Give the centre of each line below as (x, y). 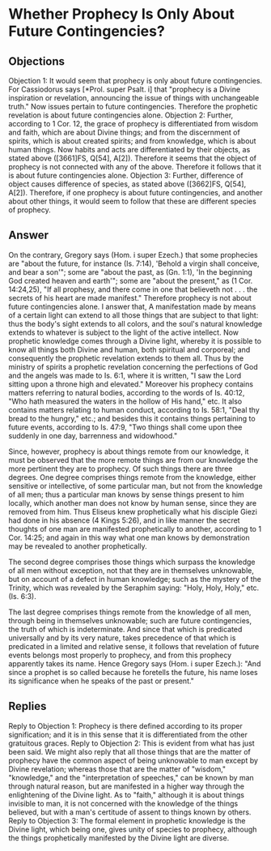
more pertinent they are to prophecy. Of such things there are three (121, 468)
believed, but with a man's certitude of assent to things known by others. (130, 812)
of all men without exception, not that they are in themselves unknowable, (131, 570)
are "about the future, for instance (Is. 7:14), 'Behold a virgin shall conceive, (134, 263)
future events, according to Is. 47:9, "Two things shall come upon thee (125, 427)
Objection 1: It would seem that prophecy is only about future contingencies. (135, 81)
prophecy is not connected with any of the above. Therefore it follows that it (135, 167)
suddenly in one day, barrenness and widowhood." (93, 435)
